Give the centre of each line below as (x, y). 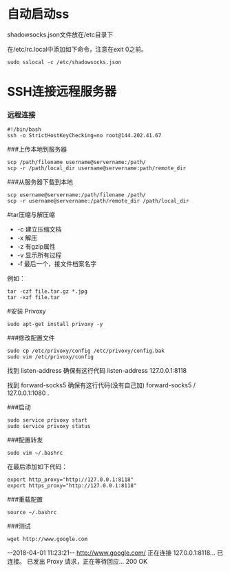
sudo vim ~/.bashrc (35, 453)
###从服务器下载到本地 (40, 182)
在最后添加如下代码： (37, 467)
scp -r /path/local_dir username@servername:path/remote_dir (97, 168)
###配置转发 (25, 440)
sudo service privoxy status (49, 427)
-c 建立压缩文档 (39, 229)
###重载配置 (25, 500)
